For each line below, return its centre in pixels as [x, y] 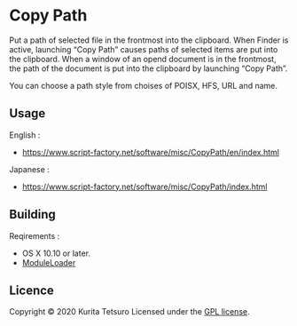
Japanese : [30, 169]
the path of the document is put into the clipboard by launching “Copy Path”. [148, 68]
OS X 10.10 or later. [56, 253]
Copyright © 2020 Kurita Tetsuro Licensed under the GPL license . [129, 312]
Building [32, 215]
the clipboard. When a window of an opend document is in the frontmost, [143, 59]
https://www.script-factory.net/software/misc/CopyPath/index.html [145, 187]
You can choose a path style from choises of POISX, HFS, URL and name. [143, 85]
